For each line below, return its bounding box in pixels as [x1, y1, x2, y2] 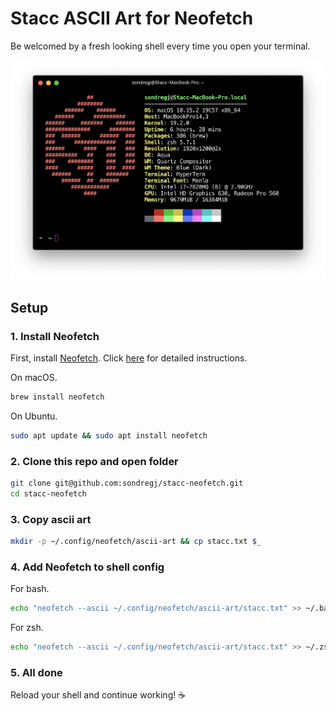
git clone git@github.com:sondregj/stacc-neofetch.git [10, 478, 244, 488]
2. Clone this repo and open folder [10, 454, 179, 468]
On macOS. [10, 371, 58, 383]
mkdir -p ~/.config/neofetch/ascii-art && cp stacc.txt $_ [10, 536, 262, 546]
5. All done [10, 665, 63, 679]
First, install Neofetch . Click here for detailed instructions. [10, 352, 248, 364]
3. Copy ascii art [10, 512, 92, 526]
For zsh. [10, 622, 44, 634]
